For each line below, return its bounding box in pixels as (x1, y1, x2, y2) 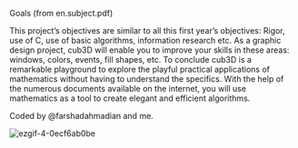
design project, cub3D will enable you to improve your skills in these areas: (9, 44, 290, 55)
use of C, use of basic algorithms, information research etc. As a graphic (9, 35, 282, 45)
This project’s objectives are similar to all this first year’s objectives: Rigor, (9, 25, 285, 35)
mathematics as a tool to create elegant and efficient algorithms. (9, 93, 251, 104)
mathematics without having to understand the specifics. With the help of (9, 74, 284, 84)
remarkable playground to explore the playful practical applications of (9, 64, 271, 74)
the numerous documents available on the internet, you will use (9, 84, 247, 94)
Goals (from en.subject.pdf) (9, 8, 114, 18)
